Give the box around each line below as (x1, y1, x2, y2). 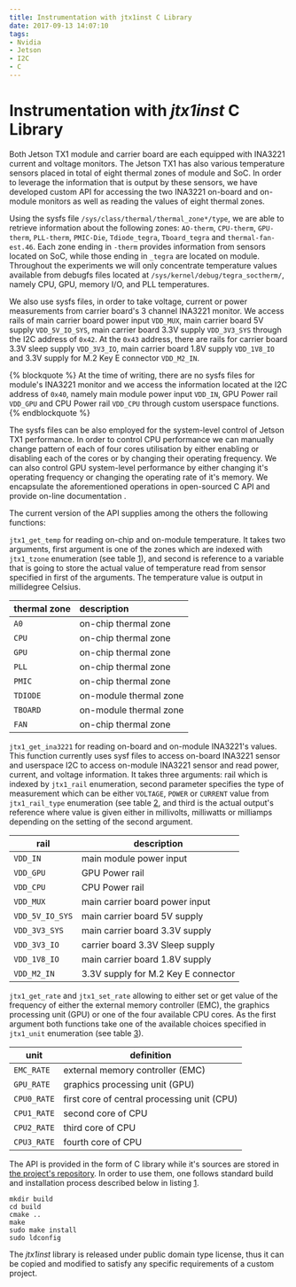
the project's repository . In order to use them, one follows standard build (9, 1167, 274, 1179)
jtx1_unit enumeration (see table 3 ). (9, 1027, 144, 1038)
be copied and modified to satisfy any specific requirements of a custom (9, 1258, 275, 1268)
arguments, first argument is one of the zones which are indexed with (9, 543, 263, 554)
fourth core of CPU (63, 1135, 143, 1148)
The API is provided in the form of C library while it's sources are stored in (9, 1158, 279, 1169)
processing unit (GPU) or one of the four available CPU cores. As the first (9, 1009, 277, 1019)
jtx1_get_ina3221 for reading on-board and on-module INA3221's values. (9, 741, 277, 752)
